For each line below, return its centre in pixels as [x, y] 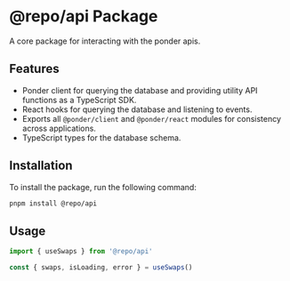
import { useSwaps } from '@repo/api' [81, 252]
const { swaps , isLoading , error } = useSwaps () [101, 268]
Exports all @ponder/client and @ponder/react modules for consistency [152, 118]
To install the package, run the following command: [103, 187]
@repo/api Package [84, 16]
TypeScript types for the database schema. [101, 137]
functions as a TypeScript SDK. [79, 100]
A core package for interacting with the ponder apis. [105, 41]
